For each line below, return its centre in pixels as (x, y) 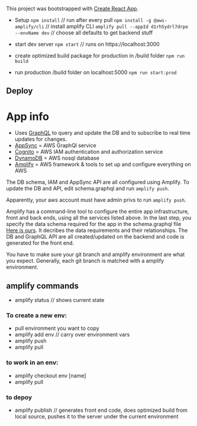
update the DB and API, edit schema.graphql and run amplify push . (88, 189)
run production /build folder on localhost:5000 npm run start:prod (96, 72)
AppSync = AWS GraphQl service (55, 145)
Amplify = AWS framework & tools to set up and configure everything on (103, 164)
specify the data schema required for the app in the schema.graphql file (94, 224)
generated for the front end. (40, 243)
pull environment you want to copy (57, 328)
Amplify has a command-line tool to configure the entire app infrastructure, (98, 212)
